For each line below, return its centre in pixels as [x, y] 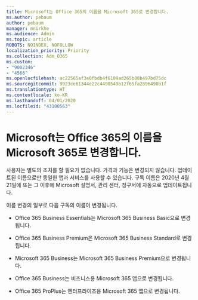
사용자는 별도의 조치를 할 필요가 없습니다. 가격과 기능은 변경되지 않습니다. [91, 170]
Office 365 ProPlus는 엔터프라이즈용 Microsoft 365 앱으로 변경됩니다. [97, 291]
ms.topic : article [29, 39]
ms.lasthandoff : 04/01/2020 [41, 100]
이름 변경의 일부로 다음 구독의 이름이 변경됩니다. [62, 205]
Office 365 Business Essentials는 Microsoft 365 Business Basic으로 [97, 218]
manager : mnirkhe [28, 28]
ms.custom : [20, 62]
